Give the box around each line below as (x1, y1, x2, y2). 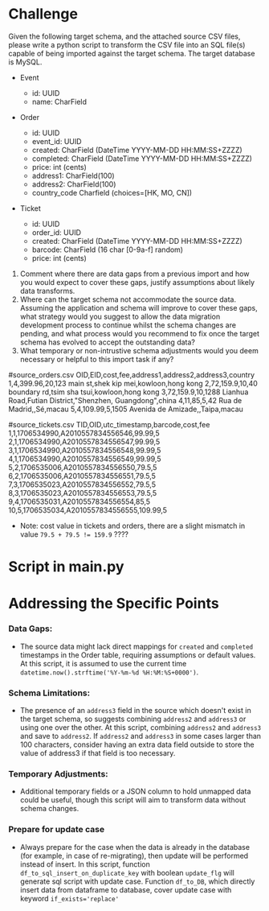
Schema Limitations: (8, 687, 91, 699)
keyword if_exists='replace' (19, 893, 120, 903)
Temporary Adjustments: (8, 768, 108, 779)
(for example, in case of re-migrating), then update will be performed (19, 851, 249, 860)
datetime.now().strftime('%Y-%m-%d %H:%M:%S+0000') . (19, 667, 199, 677)
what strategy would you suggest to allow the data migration (19, 311, 221, 321)
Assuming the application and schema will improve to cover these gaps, (19, 303, 259, 312)
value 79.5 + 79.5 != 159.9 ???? (19, 529, 128, 539)
